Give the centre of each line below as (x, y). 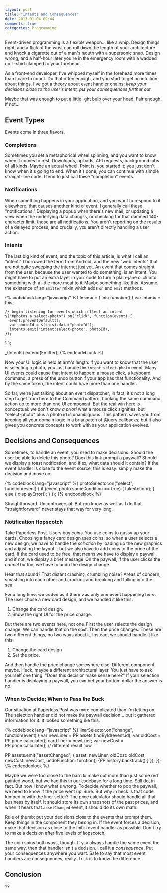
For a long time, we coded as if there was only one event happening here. (81, 594)
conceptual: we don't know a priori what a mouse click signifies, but (75, 409)
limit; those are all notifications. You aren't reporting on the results (94, 222)
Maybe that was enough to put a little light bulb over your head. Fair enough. (83, 99)
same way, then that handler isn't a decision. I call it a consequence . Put (79, 848)
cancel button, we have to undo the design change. (58, 564)
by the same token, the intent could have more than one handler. (71, 383)
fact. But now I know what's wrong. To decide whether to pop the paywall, (81, 786)
